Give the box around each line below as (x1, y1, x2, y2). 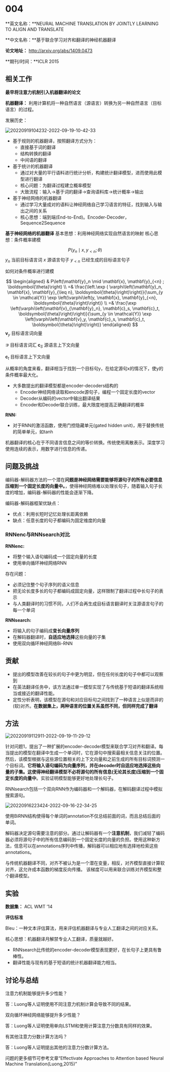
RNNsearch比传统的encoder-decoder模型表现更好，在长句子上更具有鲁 (12, 947, 162, 953)
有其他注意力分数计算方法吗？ (5, 1033, 67, 1040)
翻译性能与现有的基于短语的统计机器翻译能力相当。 (12, 960, 119, 966)
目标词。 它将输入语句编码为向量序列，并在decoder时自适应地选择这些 (9, 762, 156, 768)
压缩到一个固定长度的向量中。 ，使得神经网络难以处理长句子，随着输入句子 (5, 483, 158, 489)
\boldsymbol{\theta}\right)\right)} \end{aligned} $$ (32, 321, 138, 328)
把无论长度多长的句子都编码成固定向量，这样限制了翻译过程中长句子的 (12, 588, 159, 594)
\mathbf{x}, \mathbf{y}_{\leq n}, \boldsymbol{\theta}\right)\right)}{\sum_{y (7, 289, 163, 295)
